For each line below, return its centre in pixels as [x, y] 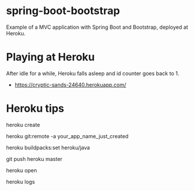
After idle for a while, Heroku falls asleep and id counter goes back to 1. [93, 73]
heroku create [23, 125]
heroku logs [21, 182]
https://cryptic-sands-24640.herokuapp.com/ [70, 85]
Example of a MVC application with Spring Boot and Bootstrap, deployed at [97, 27]
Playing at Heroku [51, 57]
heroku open [22, 170]
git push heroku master [34, 159]
